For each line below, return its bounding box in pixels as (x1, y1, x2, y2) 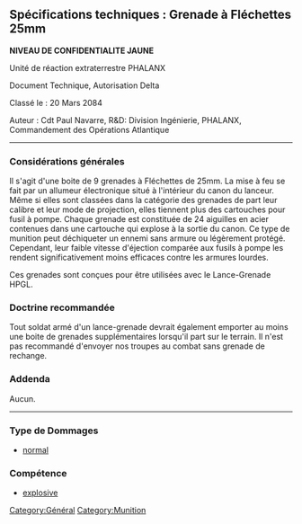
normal (22, 445, 49, 455)
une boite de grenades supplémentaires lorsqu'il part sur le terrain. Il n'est (9, 332, 284, 342)
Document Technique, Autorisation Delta (9, 80, 160, 91)
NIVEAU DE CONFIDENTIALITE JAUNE (9, 45, 155, 56)
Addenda (9, 373, 51, 386)
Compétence (9, 466, 67, 479)
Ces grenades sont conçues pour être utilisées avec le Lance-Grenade (9, 270, 271, 280)
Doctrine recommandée (9, 301, 115, 314)
